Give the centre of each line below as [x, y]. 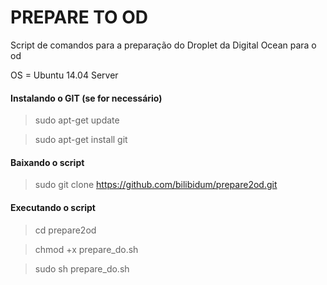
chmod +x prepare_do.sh [86, 249]
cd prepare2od [65, 230]
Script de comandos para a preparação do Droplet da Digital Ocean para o [163, 45]
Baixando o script [47, 162]
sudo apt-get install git [81, 140]
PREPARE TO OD [79, 17]
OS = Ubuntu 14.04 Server [64, 75]
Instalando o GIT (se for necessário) [86, 98]
